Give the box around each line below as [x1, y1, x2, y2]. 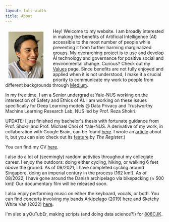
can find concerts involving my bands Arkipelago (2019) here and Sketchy [5, 196, 159, 202]
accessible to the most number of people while [52, 39, 150, 45]
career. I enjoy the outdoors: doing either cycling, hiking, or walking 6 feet [5, 159, 159, 165]
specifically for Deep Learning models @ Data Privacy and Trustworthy [5, 102, 153, 108]
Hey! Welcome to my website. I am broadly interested [52, 28, 164, 34]
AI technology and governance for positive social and [52, 55, 164, 61]
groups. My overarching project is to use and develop [52, 50, 164, 56]
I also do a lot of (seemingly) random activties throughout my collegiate [5, 154, 154, 160]
